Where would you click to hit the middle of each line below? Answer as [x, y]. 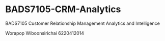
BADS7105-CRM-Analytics [63, 9]
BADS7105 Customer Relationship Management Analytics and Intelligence [83, 23]
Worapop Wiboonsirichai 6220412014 [45, 33]
